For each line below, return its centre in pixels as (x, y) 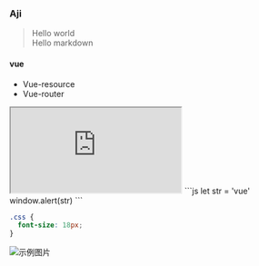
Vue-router (43, 94)
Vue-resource (49, 84)
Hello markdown (62, 43)
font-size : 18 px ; (50, 225)
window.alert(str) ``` (46, 200)
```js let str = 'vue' (217, 191)
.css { (22, 217)
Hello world (53, 34)
